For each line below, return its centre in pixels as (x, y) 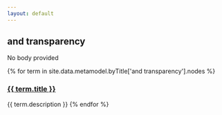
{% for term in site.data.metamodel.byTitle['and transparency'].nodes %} (111, 71)
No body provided (33, 58)
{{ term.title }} (31, 89)
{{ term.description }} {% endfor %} (58, 104)
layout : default (30, 13)
